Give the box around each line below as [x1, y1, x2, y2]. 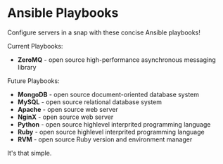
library [17, 63, 37, 71]
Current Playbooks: [7, 42, 63, 50]
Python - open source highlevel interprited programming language [17, 120, 211, 128]
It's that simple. [7, 149, 52, 157]
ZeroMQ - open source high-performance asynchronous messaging [17, 55, 216, 64]
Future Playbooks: [7, 76, 60, 85]
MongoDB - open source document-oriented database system [17, 90, 199, 99]
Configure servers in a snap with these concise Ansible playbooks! [7, 28, 200, 37]
